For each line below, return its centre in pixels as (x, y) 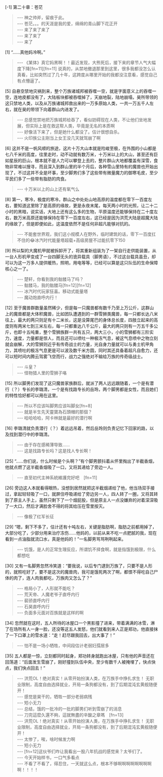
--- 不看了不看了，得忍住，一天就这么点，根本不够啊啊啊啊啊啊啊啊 (84, 764)
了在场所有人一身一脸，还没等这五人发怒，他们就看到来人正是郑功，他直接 (79, 629)
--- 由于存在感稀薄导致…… (43, 445)
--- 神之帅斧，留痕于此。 (42, 18)
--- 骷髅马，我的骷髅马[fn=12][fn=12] (54, 285)
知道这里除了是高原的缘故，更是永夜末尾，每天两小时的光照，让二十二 (88, 205)
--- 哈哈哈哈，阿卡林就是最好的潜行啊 (55, 418)
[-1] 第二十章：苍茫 (24, 7)
